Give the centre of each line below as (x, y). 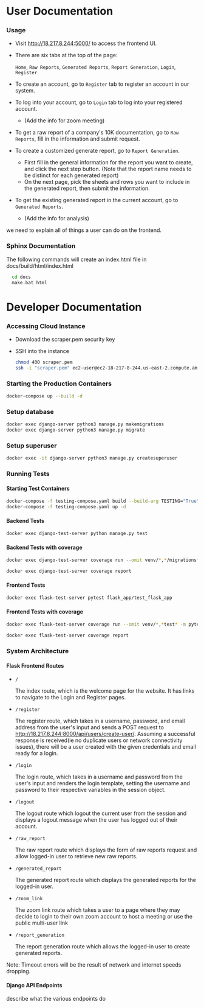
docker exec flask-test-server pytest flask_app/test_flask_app (89, 598)
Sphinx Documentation (41, 246)
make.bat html (29, 282)
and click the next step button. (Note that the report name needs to (108, 169)
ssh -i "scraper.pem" (42, 368)
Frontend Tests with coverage (45, 611)
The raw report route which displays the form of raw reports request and (106, 850)
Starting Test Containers (38, 488)
